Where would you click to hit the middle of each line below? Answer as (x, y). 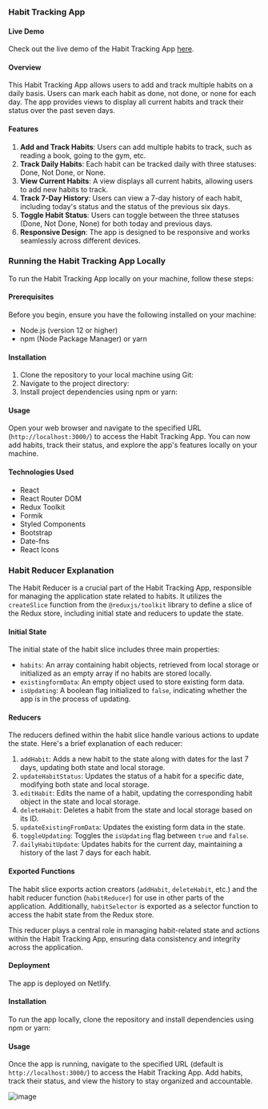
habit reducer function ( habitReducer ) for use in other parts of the (116, 897)
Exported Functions (42, 871)
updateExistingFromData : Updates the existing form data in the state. (132, 827)
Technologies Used (41, 472)
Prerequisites (31, 297)
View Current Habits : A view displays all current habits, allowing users (136, 181)
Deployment (29, 966)
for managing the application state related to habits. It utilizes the (115, 596)
